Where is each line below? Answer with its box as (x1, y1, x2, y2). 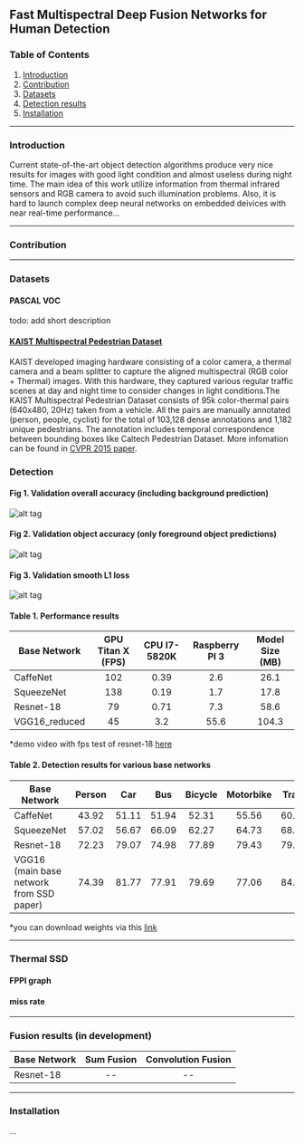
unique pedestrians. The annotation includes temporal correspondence (9, 423, 275, 434)
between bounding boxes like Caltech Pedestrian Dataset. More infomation (9, 433, 289, 444)
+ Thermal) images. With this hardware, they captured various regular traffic (9, 375, 294, 386)
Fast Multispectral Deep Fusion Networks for (9, 7, 267, 23)
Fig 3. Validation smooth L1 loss (9, 570, 129, 581)
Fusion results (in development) (9, 1030, 152, 1043)
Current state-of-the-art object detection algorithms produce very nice (9, 159, 274, 170)
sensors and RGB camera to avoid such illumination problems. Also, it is (9, 187, 277, 198)
